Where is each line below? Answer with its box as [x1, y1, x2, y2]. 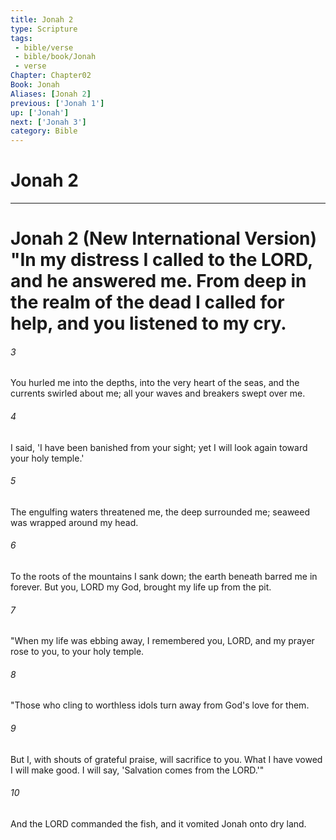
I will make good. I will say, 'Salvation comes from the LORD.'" [10, 764, 265, 776]
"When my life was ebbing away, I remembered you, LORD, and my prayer [10, 635, 315, 647]
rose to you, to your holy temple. [10, 646, 145, 658]
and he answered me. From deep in [10, 270, 307, 293]
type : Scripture [10, 24, 78, 34]
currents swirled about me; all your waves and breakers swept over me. [10, 387, 306, 400]
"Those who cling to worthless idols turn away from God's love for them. [10, 699, 310, 711]
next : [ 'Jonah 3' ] [10, 117, 87, 127]
